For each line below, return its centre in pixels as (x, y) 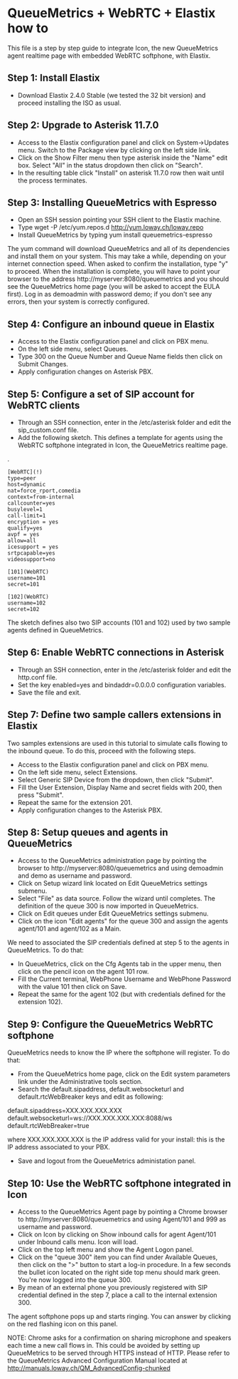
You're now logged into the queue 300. (75, 1280)
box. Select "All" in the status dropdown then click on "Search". (110, 165)
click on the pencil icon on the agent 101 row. (83, 972)
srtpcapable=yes (31, 553)
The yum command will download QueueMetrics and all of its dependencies (119, 249)
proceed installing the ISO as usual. (69, 103)
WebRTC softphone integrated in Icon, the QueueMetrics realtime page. (123, 445)
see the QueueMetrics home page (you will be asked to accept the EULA (114, 287)
